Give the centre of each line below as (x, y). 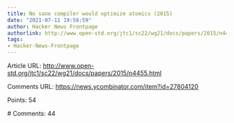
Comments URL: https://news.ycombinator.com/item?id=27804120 (103, 87)
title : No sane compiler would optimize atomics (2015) (90, 14)
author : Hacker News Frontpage (53, 26)
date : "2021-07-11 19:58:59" (49, 20)
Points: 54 (22, 100)
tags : (15, 40)
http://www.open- (69, 66)
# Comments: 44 (31, 113)
